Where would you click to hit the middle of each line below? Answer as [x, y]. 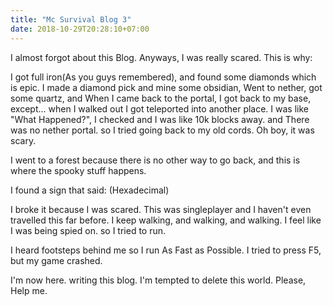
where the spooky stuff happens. [78, 170]
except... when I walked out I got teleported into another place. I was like [159, 108]
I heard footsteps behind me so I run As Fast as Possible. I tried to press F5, [166, 250]
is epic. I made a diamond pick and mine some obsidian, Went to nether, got [166, 87]
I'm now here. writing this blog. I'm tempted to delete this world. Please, [158, 280]
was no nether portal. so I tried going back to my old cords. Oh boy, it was [162, 130]
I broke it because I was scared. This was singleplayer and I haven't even [161, 209]
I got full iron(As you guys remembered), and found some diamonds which [163, 77]
